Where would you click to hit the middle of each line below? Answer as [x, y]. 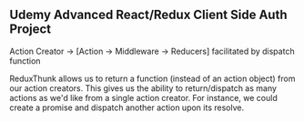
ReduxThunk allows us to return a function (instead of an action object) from [152, 78]
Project [30, 30]
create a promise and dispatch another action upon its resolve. [127, 107]
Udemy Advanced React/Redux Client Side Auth [148, 15]
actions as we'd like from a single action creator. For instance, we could [143, 97]
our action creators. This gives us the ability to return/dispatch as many [143, 88]
